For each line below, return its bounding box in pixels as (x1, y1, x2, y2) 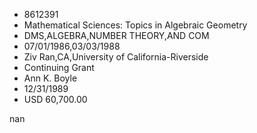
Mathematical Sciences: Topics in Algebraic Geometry (23, 19, 248, 31)
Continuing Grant (23, 62, 95, 73)
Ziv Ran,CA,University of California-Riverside (23, 51, 209, 63)
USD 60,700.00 (23, 94, 88, 105)
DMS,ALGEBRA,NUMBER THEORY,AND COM (23, 30, 210, 41)
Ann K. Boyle (23, 72, 78, 84)
